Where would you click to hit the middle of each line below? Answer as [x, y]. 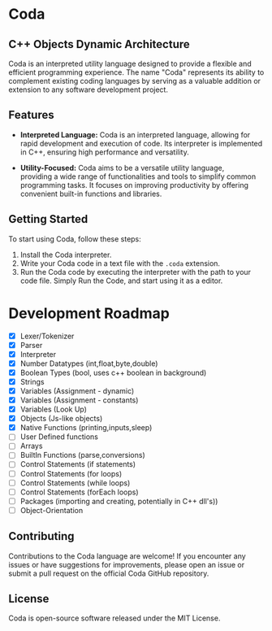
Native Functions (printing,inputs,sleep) [86, 428]
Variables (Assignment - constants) [79, 400]
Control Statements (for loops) [71, 473]
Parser [31, 345]
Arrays [31, 446]
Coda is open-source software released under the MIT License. [114, 618]
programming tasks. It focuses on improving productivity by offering [134, 185]
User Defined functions [59, 437]
